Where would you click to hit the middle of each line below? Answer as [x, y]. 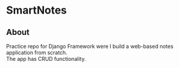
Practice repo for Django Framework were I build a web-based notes [90, 46]
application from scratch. [37, 53]
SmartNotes [36, 10]
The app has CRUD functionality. [46, 59]
